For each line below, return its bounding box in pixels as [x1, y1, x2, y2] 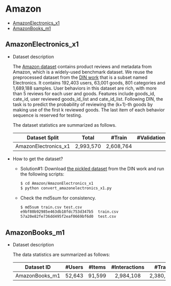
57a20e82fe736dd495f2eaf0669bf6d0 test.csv [20, 214, 117, 219]
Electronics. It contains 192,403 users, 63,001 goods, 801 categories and [12, 79, 165, 85]
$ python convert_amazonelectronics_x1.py [20, 185, 112, 191]
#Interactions [111, 263, 145, 270]
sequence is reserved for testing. [12, 112, 82, 118]
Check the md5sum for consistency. [20, 194, 96, 201]
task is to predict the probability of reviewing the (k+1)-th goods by [12, 101, 153, 107]
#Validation [136, 134, 165, 141]
